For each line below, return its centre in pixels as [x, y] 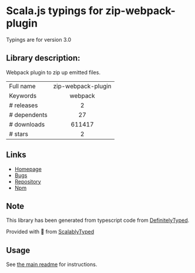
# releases [23, 105]
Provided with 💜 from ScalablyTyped [50, 232]
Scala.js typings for [55, 11]
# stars [19, 134]
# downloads [27, 124]
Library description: [43, 58]
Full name [23, 86]
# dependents [28, 115]
